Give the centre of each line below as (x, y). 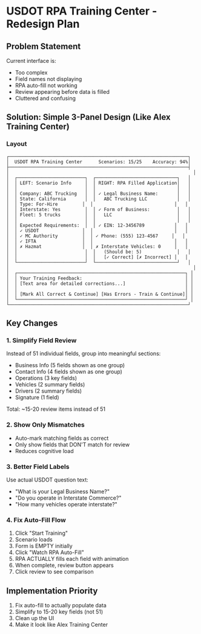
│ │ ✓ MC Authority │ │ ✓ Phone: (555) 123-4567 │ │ (96, 236)
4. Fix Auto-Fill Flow (36, 520)
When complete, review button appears (64, 565)
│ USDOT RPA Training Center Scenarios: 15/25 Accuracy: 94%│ (98, 162)
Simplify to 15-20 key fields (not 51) (59, 612)
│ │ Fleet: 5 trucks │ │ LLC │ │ (98, 215)
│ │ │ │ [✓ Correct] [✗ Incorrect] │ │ (97, 257)
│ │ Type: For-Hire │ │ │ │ (97, 204)
